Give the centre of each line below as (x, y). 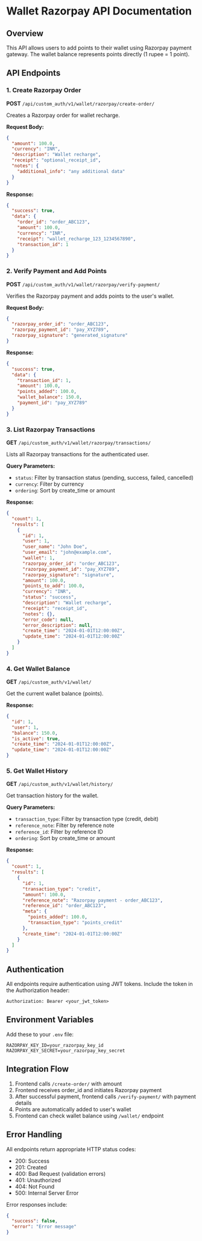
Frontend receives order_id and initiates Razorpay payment (88, 1090)
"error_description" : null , (58, 625)
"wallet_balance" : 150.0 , (50, 397)
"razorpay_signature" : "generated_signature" (70, 336)
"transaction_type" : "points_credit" (75, 923)
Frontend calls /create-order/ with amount (68, 1084)
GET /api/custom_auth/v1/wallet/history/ (60, 784)
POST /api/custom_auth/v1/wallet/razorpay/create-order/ (80, 103)
